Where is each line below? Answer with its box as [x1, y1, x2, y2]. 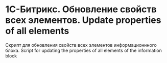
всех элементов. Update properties [5, 14, 161, 26]
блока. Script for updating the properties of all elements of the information [5, 47, 162, 53]
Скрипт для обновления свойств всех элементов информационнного [5, 42, 157, 48]
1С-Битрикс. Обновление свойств [5, 4, 157, 15]
